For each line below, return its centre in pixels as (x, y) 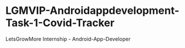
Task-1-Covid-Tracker (60, 23)
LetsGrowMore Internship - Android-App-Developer (68, 39)
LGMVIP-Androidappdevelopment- (92, 11)
